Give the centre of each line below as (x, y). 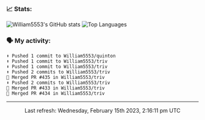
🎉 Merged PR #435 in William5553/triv (56, 77)
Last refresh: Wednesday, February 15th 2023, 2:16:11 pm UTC (103, 110)
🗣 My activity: (29, 41)
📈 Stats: (19, 9)
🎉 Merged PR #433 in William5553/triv (56, 88)
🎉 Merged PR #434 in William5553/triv (56, 93)
